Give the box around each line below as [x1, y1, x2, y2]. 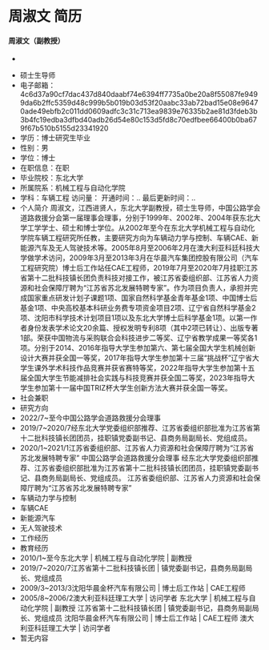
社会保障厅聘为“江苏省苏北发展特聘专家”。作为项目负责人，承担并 [34, 283, 251, 293]
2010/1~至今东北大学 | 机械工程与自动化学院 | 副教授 [19, 553, 192, 563]
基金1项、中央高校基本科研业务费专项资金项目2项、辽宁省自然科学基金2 [19, 303, 256, 313]
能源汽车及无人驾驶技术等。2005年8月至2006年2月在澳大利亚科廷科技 [19, 243, 254, 253]
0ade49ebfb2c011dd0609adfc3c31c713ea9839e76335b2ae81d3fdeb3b [19, 106, 258, 116]
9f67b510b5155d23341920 [19, 123, 109, 133]
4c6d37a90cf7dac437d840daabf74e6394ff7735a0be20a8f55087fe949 [19, 90, 259, 99]
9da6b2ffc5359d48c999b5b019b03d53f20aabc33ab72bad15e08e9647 [19, 98, 259, 108]
